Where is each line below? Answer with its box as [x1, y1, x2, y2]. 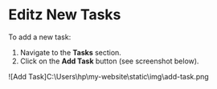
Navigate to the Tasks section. [19, 47, 122, 57]
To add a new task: [8, 32, 72, 42]
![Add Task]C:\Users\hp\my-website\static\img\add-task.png [8, 71, 209, 81]
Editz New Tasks [8, 6, 121, 24]
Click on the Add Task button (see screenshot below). [19, 56, 199, 66]
